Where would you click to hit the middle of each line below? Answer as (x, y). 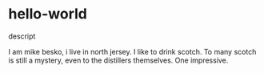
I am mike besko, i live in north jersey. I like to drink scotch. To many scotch (132, 51)
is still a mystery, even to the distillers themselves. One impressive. (118, 60)
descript (22, 36)
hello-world (48, 14)
